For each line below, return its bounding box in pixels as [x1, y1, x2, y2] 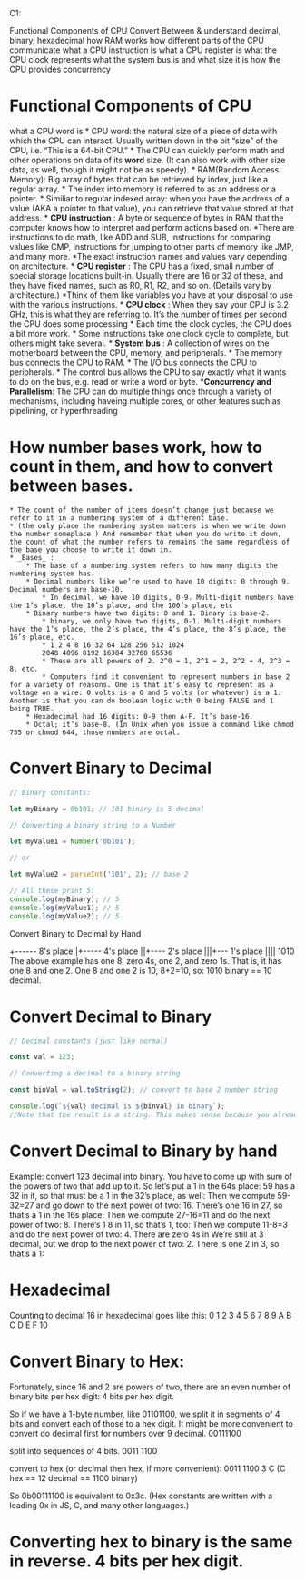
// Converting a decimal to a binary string [9, 1069, 181, 1078]
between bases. [9, 476, 133, 496]
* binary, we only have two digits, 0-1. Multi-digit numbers [42, 616, 282, 625]
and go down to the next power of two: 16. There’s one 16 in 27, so [35, 1200, 283, 1211]
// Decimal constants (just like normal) [9, 1036, 169, 1045]
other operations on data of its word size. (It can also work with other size [9, 154, 286, 165]
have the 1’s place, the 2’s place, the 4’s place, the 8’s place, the [9, 624, 286, 633]
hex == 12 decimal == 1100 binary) [9, 1472, 138, 1483]
